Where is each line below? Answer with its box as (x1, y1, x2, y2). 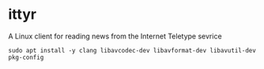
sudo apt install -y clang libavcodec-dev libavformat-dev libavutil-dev (8, 46, 257, 54)
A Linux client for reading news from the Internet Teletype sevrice (8, 31, 223, 41)
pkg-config (8, 53, 44, 61)
